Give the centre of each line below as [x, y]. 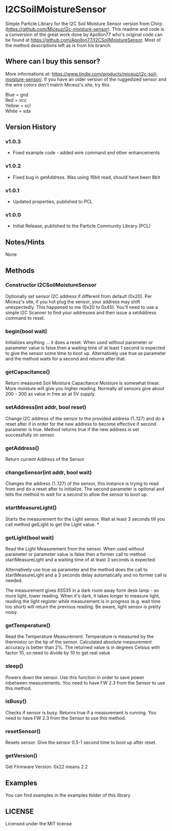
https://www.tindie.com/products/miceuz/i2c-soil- [105, 74]
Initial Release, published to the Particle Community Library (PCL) [82, 226]
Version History [31, 127]
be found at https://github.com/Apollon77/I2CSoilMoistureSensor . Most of [83, 40]
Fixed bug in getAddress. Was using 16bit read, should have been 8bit [86, 177]
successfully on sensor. [30, 435]
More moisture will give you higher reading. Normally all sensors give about [85, 389]
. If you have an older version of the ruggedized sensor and [104, 79]
